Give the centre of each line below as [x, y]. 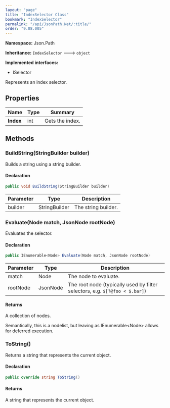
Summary [62, 112]
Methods [20, 139]
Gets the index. [63, 121]
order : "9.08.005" [25, 29]
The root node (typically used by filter [113, 285]
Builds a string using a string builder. [43, 164]
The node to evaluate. [94, 277]
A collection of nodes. [28, 316]
